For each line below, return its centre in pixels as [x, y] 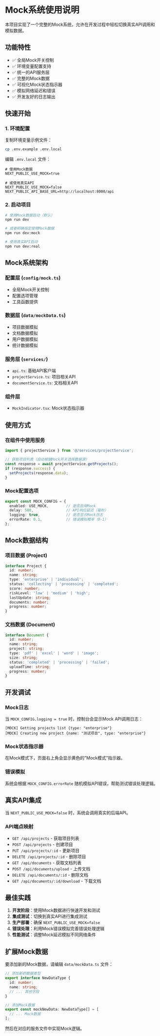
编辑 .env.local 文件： [28, 159]
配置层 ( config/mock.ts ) [33, 278]
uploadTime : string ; [30, 667]
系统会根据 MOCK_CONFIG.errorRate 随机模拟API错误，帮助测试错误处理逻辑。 [81, 783]
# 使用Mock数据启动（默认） [30, 215]
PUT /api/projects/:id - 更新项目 [46, 850]
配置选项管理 [25, 295]
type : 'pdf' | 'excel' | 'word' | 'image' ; [54, 653]
